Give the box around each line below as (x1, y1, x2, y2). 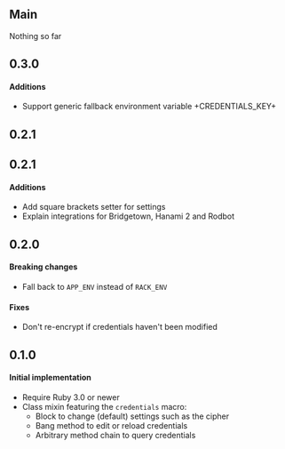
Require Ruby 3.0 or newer (21, 391, 120, 403)
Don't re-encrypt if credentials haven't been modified (21, 322, 218, 333)
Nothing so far (9, 30, 62, 41)
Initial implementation (9, 373, 91, 383)
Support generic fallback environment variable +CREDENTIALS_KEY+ (21, 101, 277, 112)
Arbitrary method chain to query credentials (35, 429, 196, 440)
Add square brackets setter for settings (21, 202, 166, 212)
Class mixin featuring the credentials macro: (21, 401, 187, 412)
